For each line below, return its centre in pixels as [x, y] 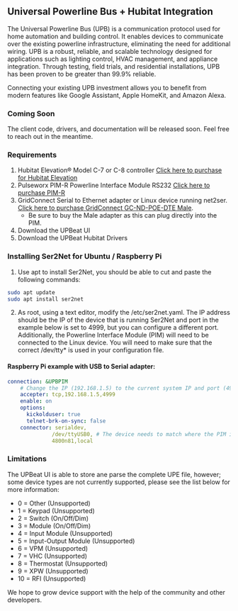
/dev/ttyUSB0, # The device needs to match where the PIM [139, 434]
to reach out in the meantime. [50, 137]
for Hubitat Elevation [47, 178]
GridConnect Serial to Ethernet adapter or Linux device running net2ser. [123, 201]
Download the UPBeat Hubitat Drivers [73, 238]
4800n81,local [73, 441]
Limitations [27, 459]
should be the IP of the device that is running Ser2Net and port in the [118, 320]
